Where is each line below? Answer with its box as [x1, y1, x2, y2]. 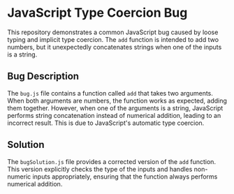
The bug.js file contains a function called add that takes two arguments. [7, 89, 213, 97]
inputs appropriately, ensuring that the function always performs [32, 172, 218, 181]
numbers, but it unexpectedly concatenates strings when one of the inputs [7, 43, 222, 51]
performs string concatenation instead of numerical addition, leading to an [7, 111, 221, 119]
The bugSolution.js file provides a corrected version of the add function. [7, 157, 217, 165]
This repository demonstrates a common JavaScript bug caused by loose [7, 28, 219, 36]
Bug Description [7, 70, 79, 82]
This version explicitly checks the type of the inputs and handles [7, 165, 193, 173]
